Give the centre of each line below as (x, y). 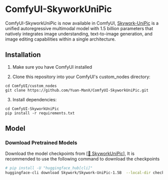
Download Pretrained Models (41, 143)
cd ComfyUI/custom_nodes (31, 86)
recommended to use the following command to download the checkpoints (82, 159)
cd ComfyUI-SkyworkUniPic (32, 109)
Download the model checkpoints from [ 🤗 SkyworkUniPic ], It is (70, 153)
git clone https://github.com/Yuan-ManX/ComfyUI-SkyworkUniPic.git (77, 90)
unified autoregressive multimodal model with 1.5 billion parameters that (79, 28)
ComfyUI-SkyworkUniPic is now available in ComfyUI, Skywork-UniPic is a (82, 23)
